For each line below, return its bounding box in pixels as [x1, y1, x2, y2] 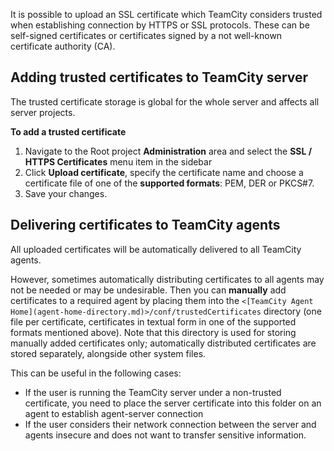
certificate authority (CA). [10, 40, 116, 52]
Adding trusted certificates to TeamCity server [10, 69, 309, 86]
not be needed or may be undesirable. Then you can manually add [10, 284, 287, 296]
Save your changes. [24, 187, 108, 199]
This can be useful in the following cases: [10, 367, 182, 379]
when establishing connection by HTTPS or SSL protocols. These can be [10, 19, 310, 31]
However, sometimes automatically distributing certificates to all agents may [10, 273, 325, 285]
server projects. [10, 106, 76, 118]
